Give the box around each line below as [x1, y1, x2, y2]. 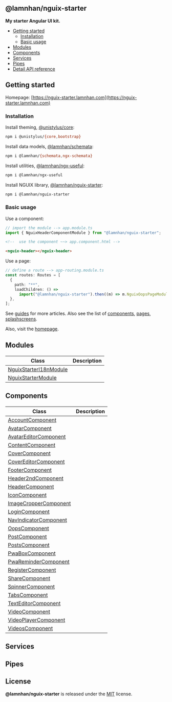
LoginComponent [8, 508, 50, 515]
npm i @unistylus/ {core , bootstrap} [5, 134, 81, 139]
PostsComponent [8, 541, 50, 548]
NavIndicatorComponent [8, 516, 68, 524]
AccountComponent [8, 416, 57, 424]
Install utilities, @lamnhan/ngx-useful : [5, 163, 85, 169]
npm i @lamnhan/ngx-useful [5, 172, 63, 177]
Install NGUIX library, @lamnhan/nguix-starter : [5, 182, 103, 188]
